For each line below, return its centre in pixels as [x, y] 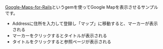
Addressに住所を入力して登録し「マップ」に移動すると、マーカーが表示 [85, 24]
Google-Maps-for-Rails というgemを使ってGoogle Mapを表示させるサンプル [82, 7]
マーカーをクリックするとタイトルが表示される [59, 36]
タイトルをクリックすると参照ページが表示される [62, 42]
